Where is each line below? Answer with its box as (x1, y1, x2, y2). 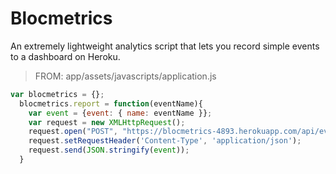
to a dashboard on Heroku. (10, 50, 121, 62)
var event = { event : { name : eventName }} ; (28, 108, 213, 118)
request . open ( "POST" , (28, 127, 118, 137)
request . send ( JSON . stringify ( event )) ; (28, 145, 190, 156)
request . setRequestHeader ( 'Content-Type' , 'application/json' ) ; (28, 136, 302, 146)
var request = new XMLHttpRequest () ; (28, 117, 186, 127)
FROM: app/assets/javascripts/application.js (34, 70, 217, 82)
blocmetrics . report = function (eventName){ (19, 98, 203, 109)
